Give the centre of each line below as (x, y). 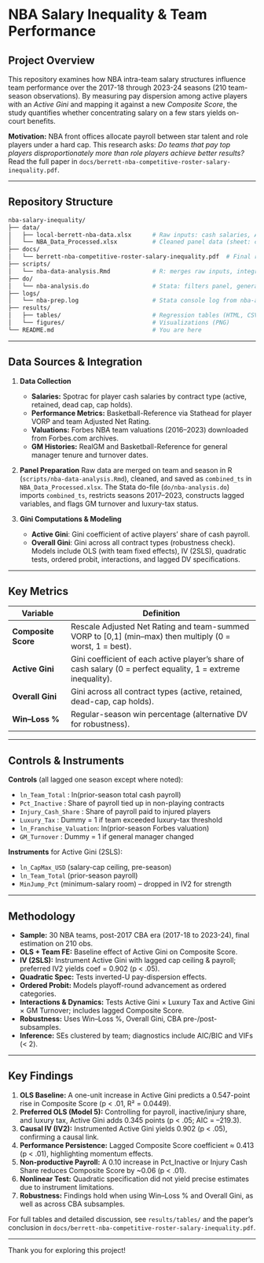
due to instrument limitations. (66, 1187)
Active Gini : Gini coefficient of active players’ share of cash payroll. (140, 534)
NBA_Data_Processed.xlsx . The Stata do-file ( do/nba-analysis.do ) (125, 487)
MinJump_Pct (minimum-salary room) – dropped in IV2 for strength (125, 884)
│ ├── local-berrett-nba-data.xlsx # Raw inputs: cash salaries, (130, 235)
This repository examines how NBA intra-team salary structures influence (127, 79)
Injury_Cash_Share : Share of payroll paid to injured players (115, 812)
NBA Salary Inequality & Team (108, 15)
